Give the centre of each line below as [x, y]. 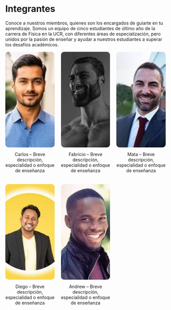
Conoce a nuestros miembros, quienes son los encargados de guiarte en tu [84, 23]
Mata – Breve [141, 154]
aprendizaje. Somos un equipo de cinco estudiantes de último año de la [80, 28]
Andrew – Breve [85, 287]
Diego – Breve [30, 287]
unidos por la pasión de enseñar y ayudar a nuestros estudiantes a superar [84, 39]
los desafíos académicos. [32, 44]
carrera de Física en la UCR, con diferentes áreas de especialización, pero [83, 34]
